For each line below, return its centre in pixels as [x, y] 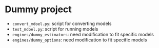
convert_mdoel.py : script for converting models [62, 23]
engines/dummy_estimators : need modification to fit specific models [83, 34]
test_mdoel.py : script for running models [55, 29]
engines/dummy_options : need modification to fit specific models [79, 40]
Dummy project [38, 9]
